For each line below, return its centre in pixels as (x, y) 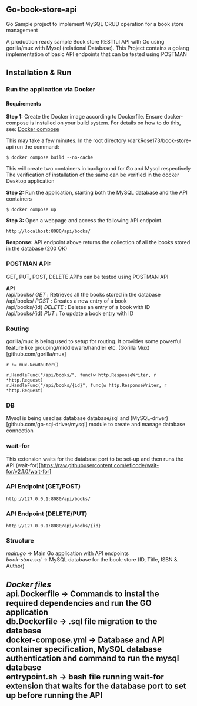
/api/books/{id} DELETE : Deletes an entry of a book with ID (78, 307)
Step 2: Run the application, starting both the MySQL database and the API (97, 193)
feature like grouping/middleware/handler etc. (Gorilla (71, 347)
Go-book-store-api (41, 10)
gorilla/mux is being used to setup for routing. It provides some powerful (94, 341)
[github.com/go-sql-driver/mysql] (47, 425)
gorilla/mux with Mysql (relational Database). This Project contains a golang (98, 48)
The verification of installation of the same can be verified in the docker (93, 175)
